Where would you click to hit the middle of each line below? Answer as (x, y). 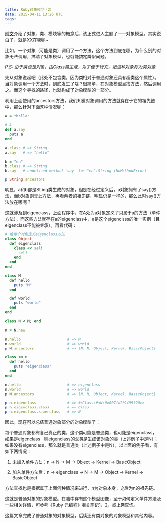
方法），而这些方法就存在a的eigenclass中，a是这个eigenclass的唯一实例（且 (82, 219)
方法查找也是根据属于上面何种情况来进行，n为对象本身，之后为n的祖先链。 (81, 488)
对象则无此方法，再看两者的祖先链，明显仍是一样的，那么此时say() (88, 196)
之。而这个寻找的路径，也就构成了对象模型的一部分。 (59, 90)
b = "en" (14, 162)
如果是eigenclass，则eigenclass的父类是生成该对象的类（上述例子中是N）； (82, 439)
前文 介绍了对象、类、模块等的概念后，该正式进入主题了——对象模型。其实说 (83, 34)
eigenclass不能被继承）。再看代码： (41, 225)
